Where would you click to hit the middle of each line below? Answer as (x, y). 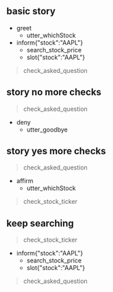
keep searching (40, 223)
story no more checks (54, 92)
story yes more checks (56, 151)
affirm (25, 181)
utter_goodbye (47, 129)
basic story (31, 11)
